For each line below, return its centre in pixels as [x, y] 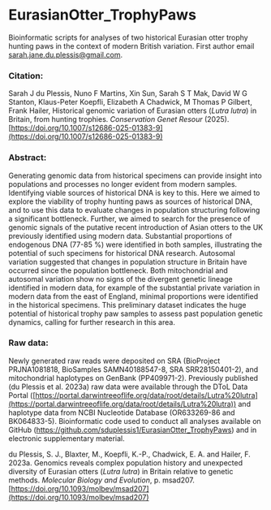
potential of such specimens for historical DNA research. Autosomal [122, 253]
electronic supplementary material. [67, 438]
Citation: [26, 76]
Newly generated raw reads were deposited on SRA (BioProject [114, 361]
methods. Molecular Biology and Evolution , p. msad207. [101, 480]
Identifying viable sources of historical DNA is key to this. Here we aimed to [134, 192]
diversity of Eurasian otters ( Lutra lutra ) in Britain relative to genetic [121, 471]
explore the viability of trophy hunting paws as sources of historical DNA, [131, 201]
